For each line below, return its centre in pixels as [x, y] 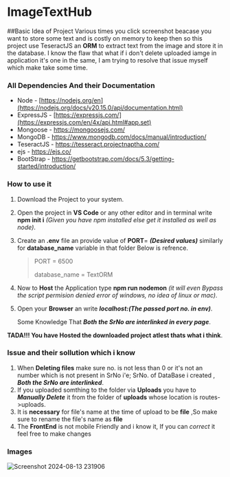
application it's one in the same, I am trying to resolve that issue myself [107, 60]
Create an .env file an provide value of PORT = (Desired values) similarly [120, 240]
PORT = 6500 [54, 261]
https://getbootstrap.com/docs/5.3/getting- [113, 159]
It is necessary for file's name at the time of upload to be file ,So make [117, 412]
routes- [210, 397]
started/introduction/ [46, 167]
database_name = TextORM [73, 274]
